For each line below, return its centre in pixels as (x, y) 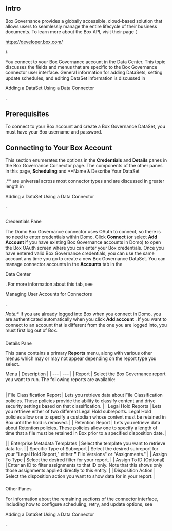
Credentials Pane (24, 221)
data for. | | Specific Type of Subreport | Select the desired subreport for (82, 448)
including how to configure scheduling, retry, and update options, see (79, 504)
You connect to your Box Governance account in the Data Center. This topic (85, 62)
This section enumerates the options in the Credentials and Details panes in (86, 160)
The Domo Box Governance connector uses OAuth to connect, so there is (83, 231)
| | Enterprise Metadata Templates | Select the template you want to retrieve (85, 443)
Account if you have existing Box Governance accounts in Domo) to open (83, 242)
